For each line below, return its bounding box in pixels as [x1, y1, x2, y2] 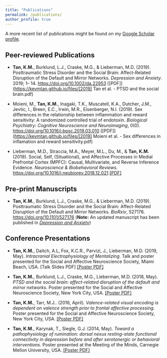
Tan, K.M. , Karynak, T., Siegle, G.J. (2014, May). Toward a [12, 325, 134, 332]
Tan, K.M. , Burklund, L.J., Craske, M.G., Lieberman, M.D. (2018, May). [12, 273, 158, 280]
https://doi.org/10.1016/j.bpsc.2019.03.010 [12, 128, 100, 134]
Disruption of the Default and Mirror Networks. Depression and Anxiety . [12, 75, 162, 81]
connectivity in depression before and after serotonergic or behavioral [12, 336, 160, 342]
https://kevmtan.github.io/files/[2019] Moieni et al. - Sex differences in [14, 133, 161, 139]
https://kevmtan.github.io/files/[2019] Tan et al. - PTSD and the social [14, 86, 159, 92]
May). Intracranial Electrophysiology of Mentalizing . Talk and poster [12, 253, 154, 259]
